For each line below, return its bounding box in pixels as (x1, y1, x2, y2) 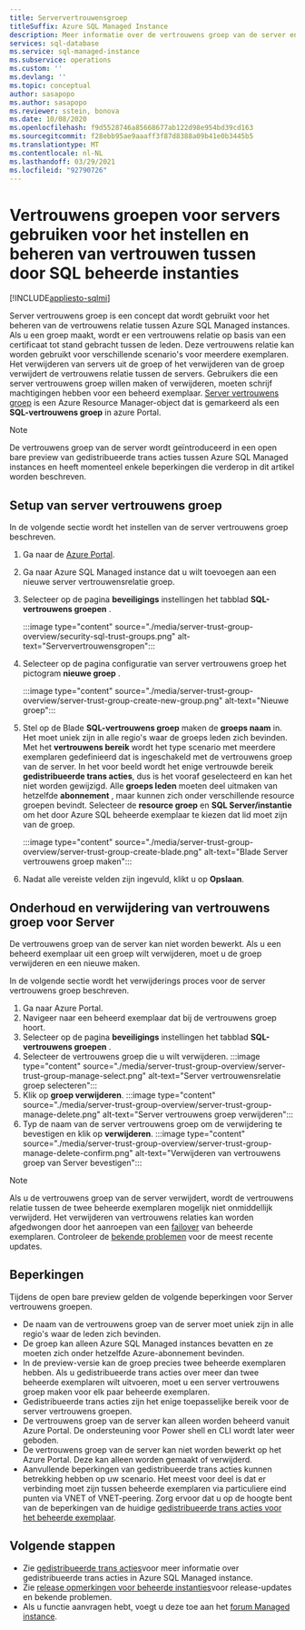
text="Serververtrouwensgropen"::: (22, 640, 156, 651)
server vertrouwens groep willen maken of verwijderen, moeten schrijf (9, 378, 272, 389)
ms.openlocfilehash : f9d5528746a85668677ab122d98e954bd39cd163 (9, 124, 254, 133)
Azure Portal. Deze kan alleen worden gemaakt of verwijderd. (22, 1454, 252, 1464)
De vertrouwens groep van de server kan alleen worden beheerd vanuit (22, 1415, 290, 1426)
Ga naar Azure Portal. (22, 1002, 103, 1013)
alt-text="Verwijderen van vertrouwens (134, 1147, 281, 1158)
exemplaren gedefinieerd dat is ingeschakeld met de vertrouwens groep (22, 751, 293, 762)
